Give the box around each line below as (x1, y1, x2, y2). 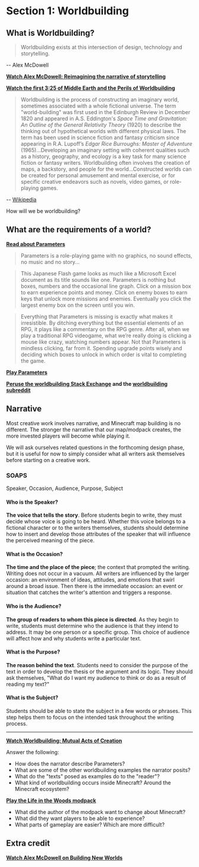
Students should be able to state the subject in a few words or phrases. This (6, 707, 192, 714)
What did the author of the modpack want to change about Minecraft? (14, 808, 185, 815)
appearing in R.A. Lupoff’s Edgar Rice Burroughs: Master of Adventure (20, 140, 192, 147)
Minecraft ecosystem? (14, 785, 69, 792)
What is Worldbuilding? (6, 28, 95, 38)
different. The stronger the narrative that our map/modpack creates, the (6, 426, 182, 433)
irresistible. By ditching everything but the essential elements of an (20, 319, 184, 326)
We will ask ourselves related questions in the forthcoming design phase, (6, 444, 185, 451)
